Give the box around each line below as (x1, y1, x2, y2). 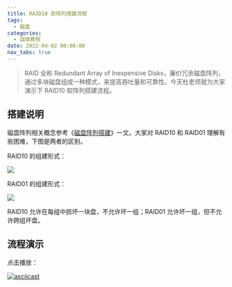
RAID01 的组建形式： (7, 179, 66, 188)
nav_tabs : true (7, 49, 51, 56)
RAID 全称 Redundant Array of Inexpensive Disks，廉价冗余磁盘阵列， (24, 69, 224, 77)
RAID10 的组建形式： (7, 151, 66, 160)
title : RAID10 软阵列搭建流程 (7, 10, 88, 17)
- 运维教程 (13, 36, 41, 43)
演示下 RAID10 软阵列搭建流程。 (24, 86, 116, 95)
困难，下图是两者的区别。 (13, 137, 87, 145)
